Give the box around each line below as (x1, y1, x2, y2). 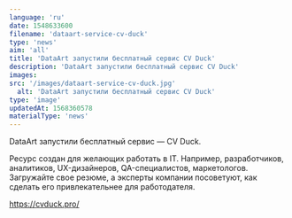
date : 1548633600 (9, 21, 73, 30)
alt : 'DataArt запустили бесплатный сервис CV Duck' (17, 87, 216, 96)
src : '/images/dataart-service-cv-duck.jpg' (9, 79, 176, 88)
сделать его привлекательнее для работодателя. (9, 182, 196, 192)
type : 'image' (9, 95, 62, 105)
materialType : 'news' (9, 112, 89, 121)
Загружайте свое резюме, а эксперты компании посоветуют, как (9, 172, 257, 183)
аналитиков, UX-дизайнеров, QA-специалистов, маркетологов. (9, 163, 249, 174)
